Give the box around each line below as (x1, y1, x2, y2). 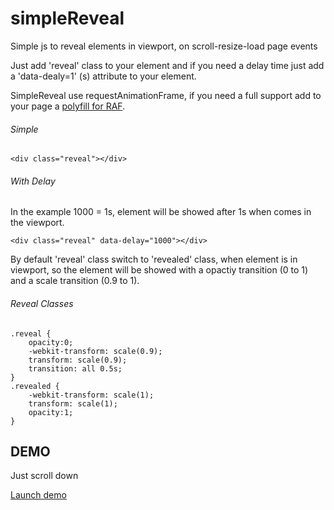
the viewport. (10, 217, 65, 229)
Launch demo (10, 489, 67, 501)
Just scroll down (10, 470, 79, 482)
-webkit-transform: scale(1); (28, 390, 155, 400)
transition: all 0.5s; (28, 363, 123, 374)
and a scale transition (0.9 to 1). (10, 275, 140, 287)
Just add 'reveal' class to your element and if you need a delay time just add (10, 59, 325, 71)
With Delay (10, 175, 56, 187)
